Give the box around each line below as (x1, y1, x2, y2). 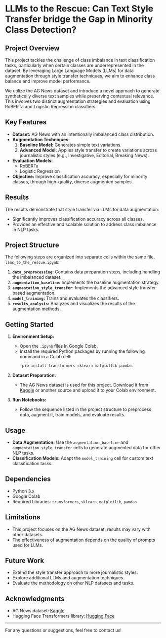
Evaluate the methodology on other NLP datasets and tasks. (12, 580, 135, 586)
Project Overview (5, 44, 60, 52)
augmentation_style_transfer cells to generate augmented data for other (12, 444, 161, 450)
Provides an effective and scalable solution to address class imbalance (12, 221, 157, 227)
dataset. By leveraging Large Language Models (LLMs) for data (5, 68, 134, 74)
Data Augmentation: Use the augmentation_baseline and (12, 439, 128, 445)
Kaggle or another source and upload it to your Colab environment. (19, 387, 156, 393)
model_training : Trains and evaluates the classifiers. (12, 295, 120, 301)
